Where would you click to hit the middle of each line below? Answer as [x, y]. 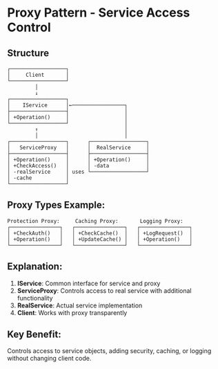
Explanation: [35, 267]
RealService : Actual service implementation [80, 305]
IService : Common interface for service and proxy [89, 283]
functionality [35, 298]
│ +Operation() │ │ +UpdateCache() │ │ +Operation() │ [100, 239]
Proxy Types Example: [56, 205]
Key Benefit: [34, 335]
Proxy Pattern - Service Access [99, 13]
